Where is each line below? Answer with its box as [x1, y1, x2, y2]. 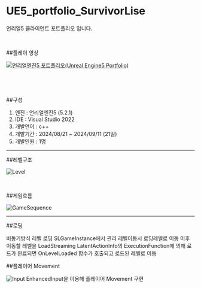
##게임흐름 [6, 192, 33, 199]
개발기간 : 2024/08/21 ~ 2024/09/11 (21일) [14, 130, 117, 137]
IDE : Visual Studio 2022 [14, 116, 75, 123]
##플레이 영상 [6, 49, 39, 56]
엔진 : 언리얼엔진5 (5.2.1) [14, 109, 73, 116]
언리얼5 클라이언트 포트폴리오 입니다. [6, 25, 93, 32]
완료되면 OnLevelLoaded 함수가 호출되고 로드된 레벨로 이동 [17, 250, 157, 257]
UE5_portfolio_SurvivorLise [6, 4, 145, 18]
